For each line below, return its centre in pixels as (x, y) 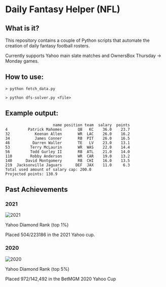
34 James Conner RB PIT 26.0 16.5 (68, 138)
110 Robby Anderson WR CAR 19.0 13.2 (68, 156)
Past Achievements (37, 190)
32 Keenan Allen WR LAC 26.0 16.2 (68, 134)
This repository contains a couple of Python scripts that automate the (78, 40)
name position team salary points (91, 125)
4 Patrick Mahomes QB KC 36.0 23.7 (68, 129)
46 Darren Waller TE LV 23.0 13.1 (68, 143)
